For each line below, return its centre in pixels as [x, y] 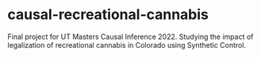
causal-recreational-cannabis [108, 15]
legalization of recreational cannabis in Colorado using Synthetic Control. [127, 44]
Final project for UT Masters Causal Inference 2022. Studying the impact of [130, 37]
